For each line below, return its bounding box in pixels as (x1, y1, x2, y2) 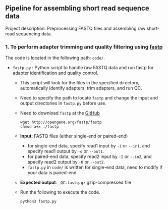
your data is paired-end (27, 170, 77, 176)
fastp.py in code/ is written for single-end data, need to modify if (27, 164, 163, 171)
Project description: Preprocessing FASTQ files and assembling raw (5, 25, 146, 31)
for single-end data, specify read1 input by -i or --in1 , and (27, 143, 150, 149)
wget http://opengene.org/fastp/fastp (20, 120, 102, 125)
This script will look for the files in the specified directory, (20, 80, 140, 86)
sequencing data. (16, 30, 52, 37)
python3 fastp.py (20, 199, 57, 204)
